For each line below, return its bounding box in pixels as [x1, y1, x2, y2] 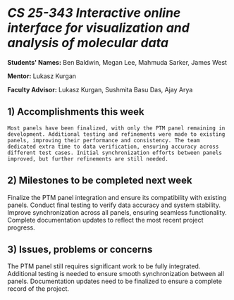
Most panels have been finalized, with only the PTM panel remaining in [7, 125, 226, 132]
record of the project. [7, 285, 69, 293]
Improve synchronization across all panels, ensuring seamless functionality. [7, 208, 227, 216]
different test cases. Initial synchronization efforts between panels [7, 149, 222, 156]
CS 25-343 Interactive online [7, 5, 181, 21]
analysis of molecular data [7, 35, 169, 51]
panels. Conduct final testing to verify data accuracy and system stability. [7, 201, 221, 209]
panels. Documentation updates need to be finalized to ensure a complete [7, 277, 222, 286]
